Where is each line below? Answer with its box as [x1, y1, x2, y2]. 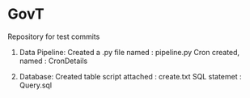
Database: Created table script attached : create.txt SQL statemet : [19, 71, 242, 81]
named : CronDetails [19, 56, 88, 66]
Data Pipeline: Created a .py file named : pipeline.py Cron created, [19, 47, 240, 57]
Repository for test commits [7, 32, 100, 41]
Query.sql [19, 80, 53, 90]
